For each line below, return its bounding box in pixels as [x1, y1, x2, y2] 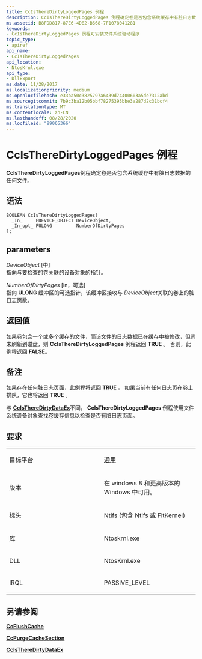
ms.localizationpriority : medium [6, 87, 90, 93]
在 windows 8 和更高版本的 [104, 479, 180, 487]
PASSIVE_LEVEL [104, 579, 150, 587]
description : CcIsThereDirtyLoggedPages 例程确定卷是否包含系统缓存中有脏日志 [6, 14, 192, 20]
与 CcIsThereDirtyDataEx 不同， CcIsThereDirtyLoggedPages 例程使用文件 [6, 404, 194, 411]
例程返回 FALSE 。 [6, 348, 50, 355]
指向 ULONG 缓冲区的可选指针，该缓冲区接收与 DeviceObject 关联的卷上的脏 [6, 289, 195, 296]
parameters [6, 244, 51, 255]
